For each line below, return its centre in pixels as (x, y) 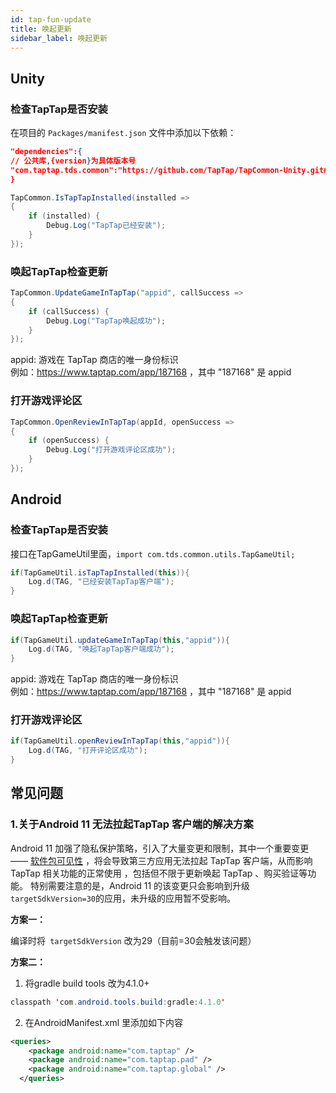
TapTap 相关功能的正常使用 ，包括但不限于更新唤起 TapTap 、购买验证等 (159, 873)
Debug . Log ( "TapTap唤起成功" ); (106, 321)
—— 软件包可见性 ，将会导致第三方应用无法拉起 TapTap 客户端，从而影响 (161, 860)
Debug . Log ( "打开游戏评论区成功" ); (111, 450)
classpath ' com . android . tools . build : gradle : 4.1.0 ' (118, 1002)
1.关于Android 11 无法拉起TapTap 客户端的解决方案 (132, 824)
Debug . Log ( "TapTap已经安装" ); (106, 226)
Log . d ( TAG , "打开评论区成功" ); (88, 751)
